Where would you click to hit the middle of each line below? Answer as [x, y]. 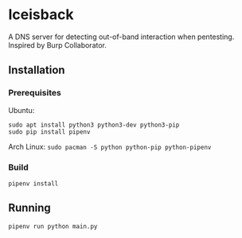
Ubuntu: [21, 110]
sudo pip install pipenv [49, 132]
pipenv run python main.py [53, 226]
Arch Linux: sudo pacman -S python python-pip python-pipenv [110, 146]
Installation [37, 70]
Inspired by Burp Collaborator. [58, 45]
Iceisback [41, 15]
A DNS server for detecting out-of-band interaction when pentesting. [121, 37]
